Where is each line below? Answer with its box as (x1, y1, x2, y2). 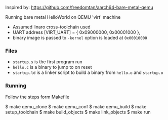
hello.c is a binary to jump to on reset (12, 64, 92, 70)
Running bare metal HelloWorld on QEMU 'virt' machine (5, 14, 121, 20)
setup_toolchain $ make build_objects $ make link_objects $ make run (5, 109, 151, 115)
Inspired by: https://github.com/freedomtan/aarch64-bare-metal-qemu (5, 5, 153, 10)
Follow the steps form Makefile (5, 94, 70, 100)
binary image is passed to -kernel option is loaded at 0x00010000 (12, 35, 148, 41)
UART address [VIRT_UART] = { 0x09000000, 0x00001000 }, (12, 29, 141, 35)
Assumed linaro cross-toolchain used (12, 24, 91, 30)
